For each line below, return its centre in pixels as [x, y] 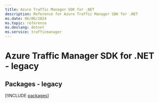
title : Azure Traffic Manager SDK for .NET [50, 9]
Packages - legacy [34, 84]
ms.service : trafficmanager [34, 32]
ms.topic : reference [26, 23]
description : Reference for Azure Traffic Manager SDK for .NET [71, 14]
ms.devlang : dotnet [25, 28]
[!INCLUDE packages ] [27, 96]
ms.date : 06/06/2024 [26, 18]
